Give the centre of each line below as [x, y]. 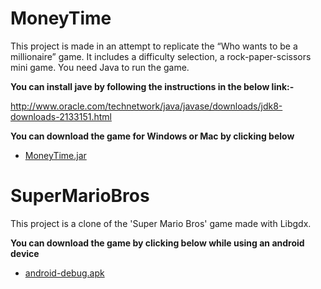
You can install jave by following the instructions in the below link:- [152, 86]
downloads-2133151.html [61, 116]
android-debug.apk [64, 273]
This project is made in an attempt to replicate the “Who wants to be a [154, 46]
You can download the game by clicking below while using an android [157, 243]
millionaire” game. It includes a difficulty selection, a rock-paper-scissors [161, 56]
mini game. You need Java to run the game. [100, 67]
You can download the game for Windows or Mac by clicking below [152, 136]
